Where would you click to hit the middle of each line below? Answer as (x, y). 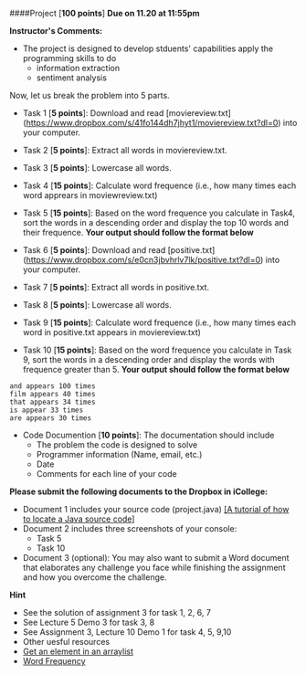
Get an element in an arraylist (78, 651)
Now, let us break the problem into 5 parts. (90, 95)
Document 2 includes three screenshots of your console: (130, 528)
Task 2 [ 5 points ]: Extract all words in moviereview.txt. (125, 150)
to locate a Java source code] (79, 519)
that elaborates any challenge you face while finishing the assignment (154, 567)
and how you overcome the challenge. (95, 577)
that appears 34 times (53, 402)
